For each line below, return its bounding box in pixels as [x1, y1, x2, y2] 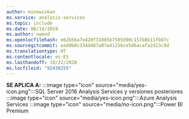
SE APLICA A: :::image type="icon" [6, 82, 94, 89]
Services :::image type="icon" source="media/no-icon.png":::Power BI [6, 101, 183, 108]
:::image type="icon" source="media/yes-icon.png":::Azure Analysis [6, 94, 177, 101]
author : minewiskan [6, 8, 56, 15]
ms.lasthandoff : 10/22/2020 [6, 59, 78, 65]
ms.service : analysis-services [6, 14, 85, 21]
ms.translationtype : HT [6, 48, 67, 54]
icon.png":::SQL [6, 88, 46, 95]
